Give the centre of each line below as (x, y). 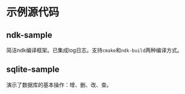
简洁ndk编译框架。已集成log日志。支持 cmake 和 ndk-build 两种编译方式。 (94, 50)
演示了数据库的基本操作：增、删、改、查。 (59, 84)
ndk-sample (29, 35)
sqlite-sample (33, 70)
